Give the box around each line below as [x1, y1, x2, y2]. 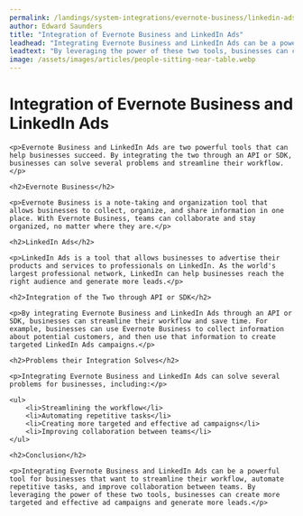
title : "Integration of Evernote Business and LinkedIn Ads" [9, 30, 244, 39]
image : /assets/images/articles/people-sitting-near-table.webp [9, 55, 256, 64]
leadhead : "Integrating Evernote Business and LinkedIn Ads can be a [9, 38, 277, 48]
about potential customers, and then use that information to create [9, 332, 277, 341]
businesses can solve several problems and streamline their [9, 159, 244, 168]
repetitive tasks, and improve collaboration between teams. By [9, 482, 256, 492]
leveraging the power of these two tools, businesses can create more [9, 490, 280, 499]
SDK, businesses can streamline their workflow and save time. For [9, 317, 269, 326]
